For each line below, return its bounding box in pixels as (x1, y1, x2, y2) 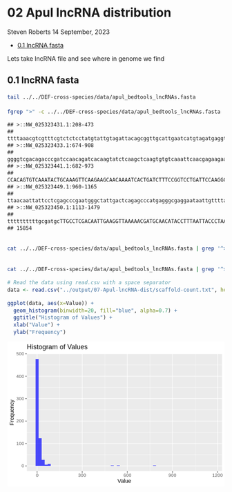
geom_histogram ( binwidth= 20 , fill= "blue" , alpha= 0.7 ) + (13, 307, 177, 314)
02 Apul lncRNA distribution (7, 5, 171, 21)
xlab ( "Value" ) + (13, 322, 60, 328)
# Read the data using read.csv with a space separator (7, 279, 171, 286)
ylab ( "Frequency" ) (13, 329, 67, 336)
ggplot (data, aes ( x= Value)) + (7, 299, 95, 306)
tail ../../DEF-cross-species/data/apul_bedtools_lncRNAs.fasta (7, 93, 196, 101)
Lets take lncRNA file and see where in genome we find (7, 54, 165, 63)
